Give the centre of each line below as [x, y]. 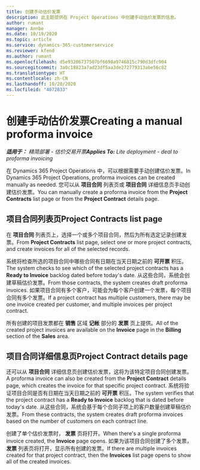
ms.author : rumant [29, 56]
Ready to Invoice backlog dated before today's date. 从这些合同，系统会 [96, 275]
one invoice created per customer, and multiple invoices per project [89, 304]
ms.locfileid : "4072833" [37, 90]
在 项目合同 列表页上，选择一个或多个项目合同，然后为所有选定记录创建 [94, 235]
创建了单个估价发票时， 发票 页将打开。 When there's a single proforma [93, 433]
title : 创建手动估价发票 [33, 12]
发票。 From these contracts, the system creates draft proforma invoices [95, 414]
